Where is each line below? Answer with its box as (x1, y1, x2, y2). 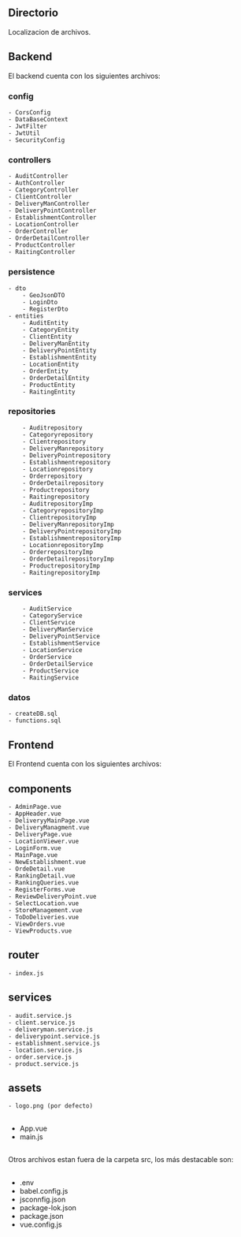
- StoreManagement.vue (8, 907, 83, 915)
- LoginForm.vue (8, 844, 61, 852)
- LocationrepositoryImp (22, 541, 104, 549)
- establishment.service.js (8, 1039, 101, 1047)
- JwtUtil (8, 129, 41, 137)
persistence (8, 266, 55, 278)
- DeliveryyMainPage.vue (8, 817, 90, 825)
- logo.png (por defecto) (8, 1102, 93, 1110)
